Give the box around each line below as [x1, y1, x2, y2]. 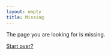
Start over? [6, 42, 34, 50]
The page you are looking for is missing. [6, 30, 106, 38]
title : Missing [6, 14, 44, 20]
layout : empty [6, 8, 42, 15]
